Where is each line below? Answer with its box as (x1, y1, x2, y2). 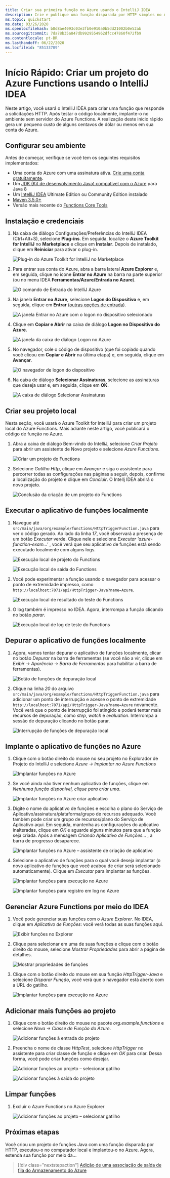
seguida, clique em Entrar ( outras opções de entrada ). (12, 302, 126, 308)
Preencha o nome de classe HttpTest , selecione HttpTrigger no (12, 1045, 144, 1051)
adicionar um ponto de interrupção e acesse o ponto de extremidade (12, 696, 156, 702)
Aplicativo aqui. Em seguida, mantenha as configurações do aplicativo (12, 822, 159, 828)
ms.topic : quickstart (5, 17, 51, 22)
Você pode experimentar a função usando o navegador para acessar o (12, 576, 160, 582)
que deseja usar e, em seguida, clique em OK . (12, 382, 109, 388)
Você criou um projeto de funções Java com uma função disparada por (5, 1141, 154, 1147)
